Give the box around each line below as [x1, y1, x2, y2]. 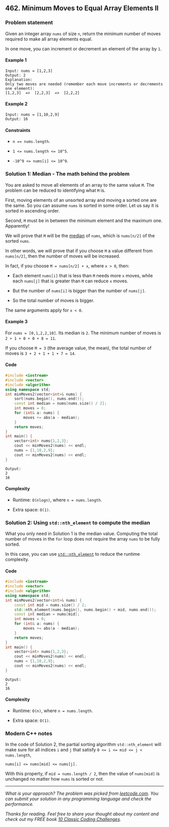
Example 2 [5, 101, 28, 107]
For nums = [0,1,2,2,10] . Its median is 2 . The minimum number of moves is [5, 330, 161, 336]
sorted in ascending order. [5, 207, 60, 213]
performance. [5, 801, 34, 807]
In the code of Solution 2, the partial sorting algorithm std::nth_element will [5, 741, 162, 747]
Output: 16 [5, 117, 28, 122]
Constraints [5, 127, 31, 133]
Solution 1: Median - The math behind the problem [5, 171, 130, 178]
